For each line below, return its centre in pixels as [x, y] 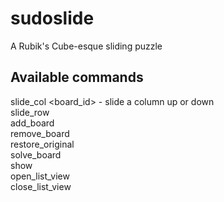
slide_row [30, 112]
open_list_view [40, 176]
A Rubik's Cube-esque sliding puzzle [86, 46]
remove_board [40, 133]
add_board [32, 123]
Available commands [77, 77]
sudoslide [52, 18]
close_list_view [41, 186]
